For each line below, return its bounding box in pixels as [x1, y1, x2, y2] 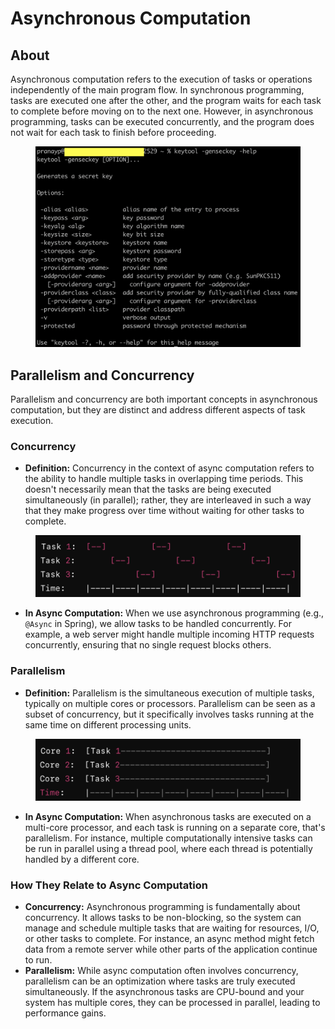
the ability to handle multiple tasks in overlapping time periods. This [24, 473, 304, 485]
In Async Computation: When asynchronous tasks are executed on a [24, 810, 312, 822]
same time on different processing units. [24, 718, 192, 731]
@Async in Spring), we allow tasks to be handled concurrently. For [24, 618, 292, 630]
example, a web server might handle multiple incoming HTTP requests [24, 628, 315, 641]
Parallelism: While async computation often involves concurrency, [24, 965, 299, 977]
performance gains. [24, 1007, 107, 1019]
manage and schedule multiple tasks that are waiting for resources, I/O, [24, 922, 320, 934]
